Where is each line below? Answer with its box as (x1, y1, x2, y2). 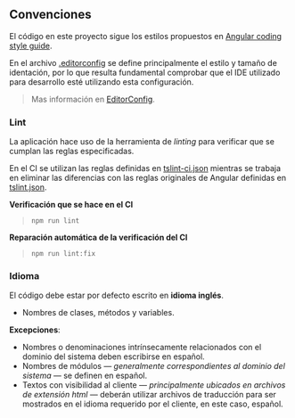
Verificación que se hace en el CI (9, 200, 134, 210)
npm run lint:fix (30, 250, 96, 258)
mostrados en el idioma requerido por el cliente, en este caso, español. (21, 398, 283, 409)
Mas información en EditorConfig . (30, 94, 156, 104)
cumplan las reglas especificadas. (9, 146, 135, 157)
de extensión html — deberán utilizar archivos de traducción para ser (21, 389, 276, 400)
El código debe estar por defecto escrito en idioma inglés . (9, 290, 225, 301)
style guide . (9, 40, 53, 51)
